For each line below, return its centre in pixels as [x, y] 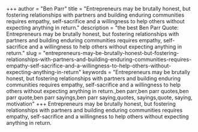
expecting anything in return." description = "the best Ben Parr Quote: [92, 27]
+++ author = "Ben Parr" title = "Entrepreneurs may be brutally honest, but [98, 9]
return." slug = [24, 53]
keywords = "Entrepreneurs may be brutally [136, 72]
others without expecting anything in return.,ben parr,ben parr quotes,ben [97, 91]
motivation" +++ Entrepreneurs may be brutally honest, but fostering [91, 104]
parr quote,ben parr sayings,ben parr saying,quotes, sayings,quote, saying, [100, 97]
